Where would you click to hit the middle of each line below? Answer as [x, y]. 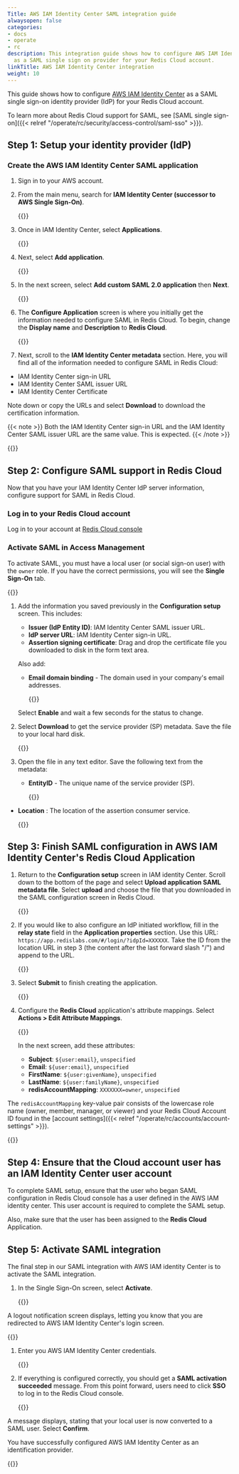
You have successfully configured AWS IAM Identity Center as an [103, 1443]
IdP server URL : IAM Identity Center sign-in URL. [100, 635]
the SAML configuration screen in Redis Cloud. [86, 897]
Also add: [32, 663]
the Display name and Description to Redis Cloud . [92, 327]
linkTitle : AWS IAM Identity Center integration [81, 67]
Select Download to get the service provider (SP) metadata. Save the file [124, 726]
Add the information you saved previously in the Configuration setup [119, 606]
